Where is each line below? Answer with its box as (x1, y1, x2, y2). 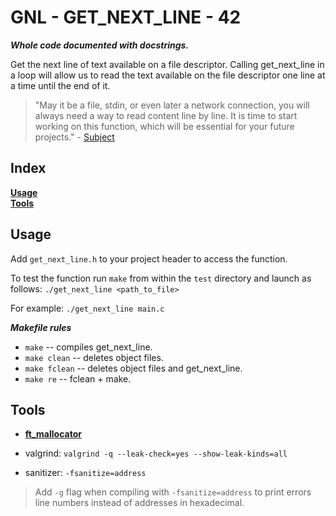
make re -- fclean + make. (24, 372, 132, 385)
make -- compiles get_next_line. (24, 341, 153, 353)
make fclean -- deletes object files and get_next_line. (24, 362, 243, 374)
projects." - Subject (34, 131, 115, 143)
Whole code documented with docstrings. (10, 39, 190, 51)
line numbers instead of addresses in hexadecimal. (34, 497, 245, 509)
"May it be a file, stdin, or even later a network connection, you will (34, 99, 310, 111)
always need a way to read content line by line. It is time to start (34, 109, 298, 121)
